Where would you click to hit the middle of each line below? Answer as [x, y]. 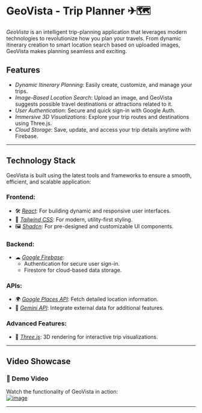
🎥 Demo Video [27, 379]
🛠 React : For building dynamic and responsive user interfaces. [93, 211]
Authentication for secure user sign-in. [72, 264]
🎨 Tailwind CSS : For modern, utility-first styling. [74, 219]
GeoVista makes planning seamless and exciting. [67, 51]
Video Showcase [38, 361]
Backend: [20, 244]
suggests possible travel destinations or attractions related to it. [94, 104]
